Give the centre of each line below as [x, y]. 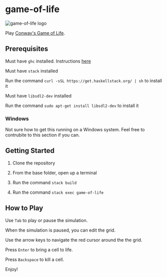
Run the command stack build [45, 182]
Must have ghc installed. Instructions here [48, 61]
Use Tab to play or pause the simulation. [47, 220]
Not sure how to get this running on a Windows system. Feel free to [75, 130]
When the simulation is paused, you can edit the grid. [60, 230]
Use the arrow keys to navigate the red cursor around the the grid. [74, 240]
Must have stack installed [32, 71]
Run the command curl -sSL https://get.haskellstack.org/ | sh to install [84, 80]
